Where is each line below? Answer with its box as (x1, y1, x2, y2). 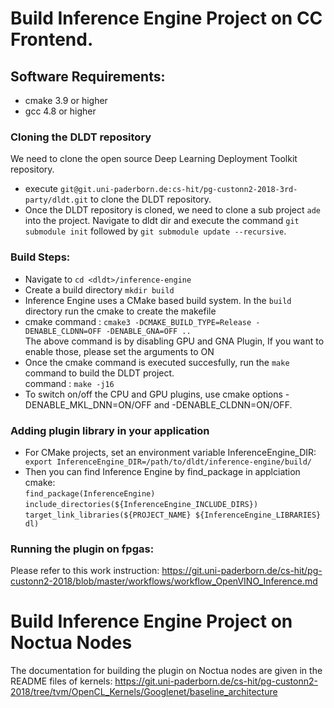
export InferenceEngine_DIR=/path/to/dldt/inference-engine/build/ (24, 457, 312, 467)
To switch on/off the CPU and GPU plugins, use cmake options (24, 388, 283, 400)
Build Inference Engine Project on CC (10, 7, 323, 30)
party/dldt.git (24, 195, 89, 206)
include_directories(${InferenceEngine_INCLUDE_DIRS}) (24, 499, 259, 509)
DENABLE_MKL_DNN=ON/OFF (24, 398, 152, 411)
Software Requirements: (10, 68, 166, 85)
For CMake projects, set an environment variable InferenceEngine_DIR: (24, 446, 317, 458)
